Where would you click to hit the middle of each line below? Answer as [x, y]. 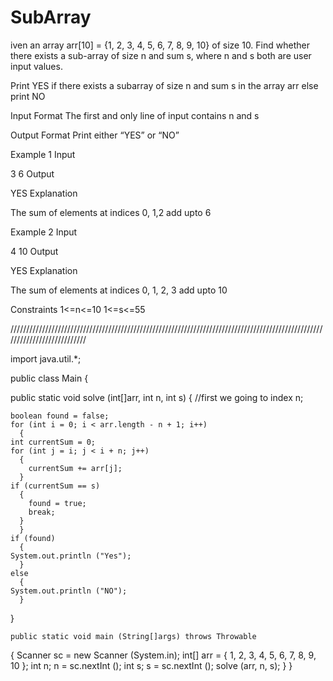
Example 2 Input [44, 232]
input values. [36, 66]
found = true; [57, 503]
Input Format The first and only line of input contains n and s [135, 115]
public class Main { [49, 378]
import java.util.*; [46, 358]
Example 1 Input [43, 154]
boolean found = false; [60, 416]
